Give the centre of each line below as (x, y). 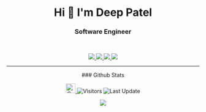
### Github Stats (103, 75)
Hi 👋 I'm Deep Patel (103, 13)
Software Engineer (103, 32)
